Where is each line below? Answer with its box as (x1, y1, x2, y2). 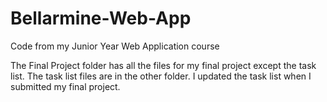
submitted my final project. (10, 80, 121, 92)
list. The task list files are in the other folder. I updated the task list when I (10, 70, 312, 82)
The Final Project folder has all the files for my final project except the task (10, 59, 317, 71)
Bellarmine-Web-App (10, 7, 192, 30)
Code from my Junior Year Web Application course (10, 40, 220, 52)
